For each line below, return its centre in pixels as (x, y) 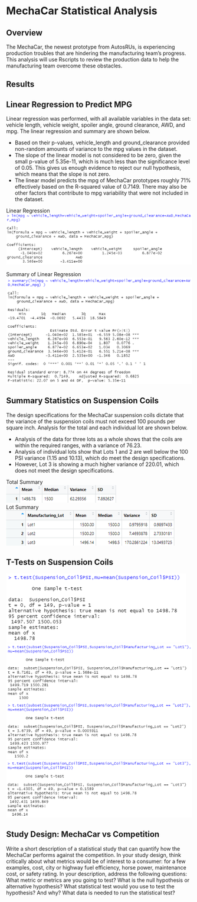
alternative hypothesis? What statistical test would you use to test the (91, 886)
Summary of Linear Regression (44, 274)
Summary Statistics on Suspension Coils (83, 401)
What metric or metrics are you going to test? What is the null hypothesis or (98, 880)
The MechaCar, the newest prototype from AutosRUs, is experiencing (91, 47)
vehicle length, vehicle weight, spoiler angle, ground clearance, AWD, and (96, 125)
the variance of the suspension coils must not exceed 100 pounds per (91, 421)
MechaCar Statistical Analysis (82, 11)
